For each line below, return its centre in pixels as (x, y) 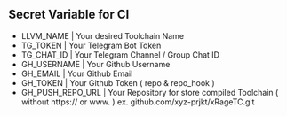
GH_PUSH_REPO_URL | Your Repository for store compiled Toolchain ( (150, 92)
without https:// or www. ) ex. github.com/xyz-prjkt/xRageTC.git (138, 102)
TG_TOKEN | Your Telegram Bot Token (91, 45)
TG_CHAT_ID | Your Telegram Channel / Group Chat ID (120, 54)
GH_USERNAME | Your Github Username (96, 64)
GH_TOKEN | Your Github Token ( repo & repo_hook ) (118, 82)
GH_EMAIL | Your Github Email (77, 73)
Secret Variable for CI (69, 15)
